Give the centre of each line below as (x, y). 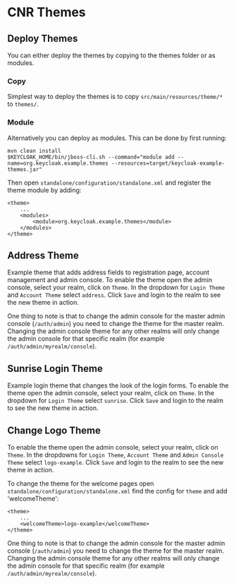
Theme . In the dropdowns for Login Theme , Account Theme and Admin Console (116, 455)
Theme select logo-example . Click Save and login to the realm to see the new (116, 462)
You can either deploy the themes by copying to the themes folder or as (112, 55)
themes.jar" (25, 169)
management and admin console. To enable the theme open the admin (110, 280)
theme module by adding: (44, 190)
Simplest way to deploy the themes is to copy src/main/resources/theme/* (115, 97)
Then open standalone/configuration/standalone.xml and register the (109, 182)
